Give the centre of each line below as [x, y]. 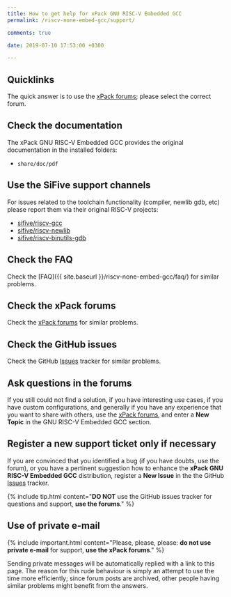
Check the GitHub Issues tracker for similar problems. [84, 361]
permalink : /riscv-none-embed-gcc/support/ [71, 20]
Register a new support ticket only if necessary [112, 444]
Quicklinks [31, 80]
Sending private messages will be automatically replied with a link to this [111, 563]
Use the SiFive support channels [79, 185]
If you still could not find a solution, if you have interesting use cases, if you [115, 400]
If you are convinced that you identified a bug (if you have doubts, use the [113, 460]
